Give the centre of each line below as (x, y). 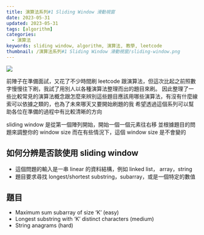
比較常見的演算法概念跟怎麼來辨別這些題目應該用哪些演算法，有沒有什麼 (102, 96)
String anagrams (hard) (44, 225)
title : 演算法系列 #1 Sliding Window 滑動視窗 (61, 12)
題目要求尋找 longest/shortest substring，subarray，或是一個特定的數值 (105, 177)
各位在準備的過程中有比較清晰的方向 (56, 111)
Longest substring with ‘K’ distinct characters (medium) (84, 219)
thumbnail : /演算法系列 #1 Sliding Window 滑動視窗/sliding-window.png (93, 52)
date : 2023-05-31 (28, 18)
